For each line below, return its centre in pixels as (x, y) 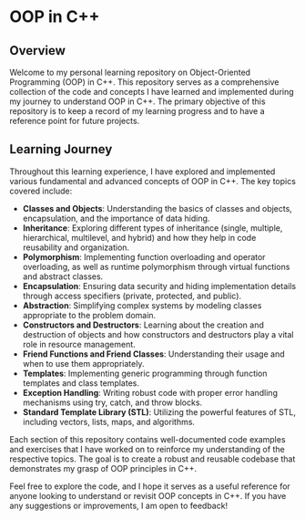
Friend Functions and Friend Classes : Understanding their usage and (153, 354)
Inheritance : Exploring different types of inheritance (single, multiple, (152, 228)
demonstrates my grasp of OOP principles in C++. (103, 468)
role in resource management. (79, 344)
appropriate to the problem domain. (89, 315)
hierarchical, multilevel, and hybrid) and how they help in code (139, 237)
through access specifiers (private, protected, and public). (132, 296)
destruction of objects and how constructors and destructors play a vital (158, 334)
